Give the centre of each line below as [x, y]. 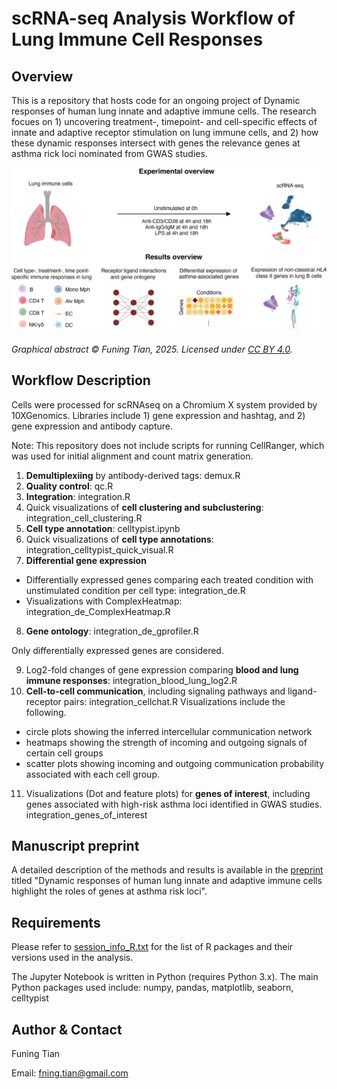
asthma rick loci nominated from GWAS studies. [109, 153]
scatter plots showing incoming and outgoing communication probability [175, 763]
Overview [42, 76]
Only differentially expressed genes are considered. [117, 650]
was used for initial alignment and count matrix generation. [132, 456]
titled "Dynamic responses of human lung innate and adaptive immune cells [167, 881]
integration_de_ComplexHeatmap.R [98, 611]
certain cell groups [64, 753]
